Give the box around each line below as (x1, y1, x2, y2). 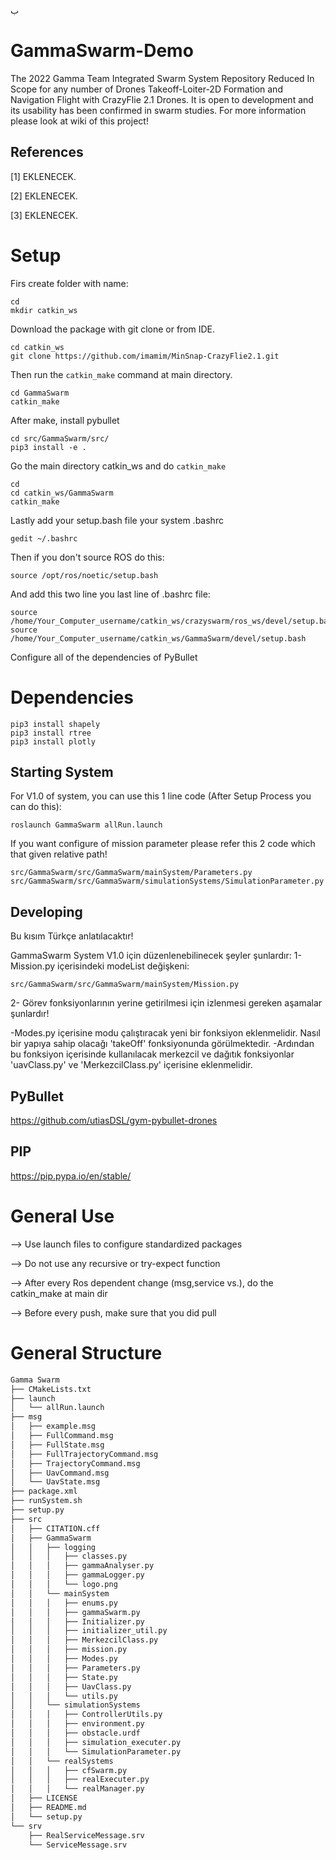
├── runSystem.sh (10, 1496, 83, 1506)
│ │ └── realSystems (10, 1756, 114, 1766)
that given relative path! (10, 848, 108, 860)
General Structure (10, 1342, 163, 1364)
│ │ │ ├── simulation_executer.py (10, 1737, 182, 1747)
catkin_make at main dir (10, 1287, 108, 1299)
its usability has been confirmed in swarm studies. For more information (10, 104, 307, 116)
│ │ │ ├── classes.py (10, 1551, 128, 1562)
